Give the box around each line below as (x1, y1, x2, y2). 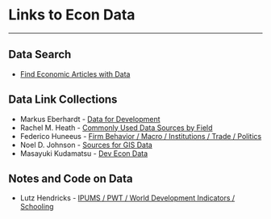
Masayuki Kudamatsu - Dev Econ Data (19, 148, 148, 158)
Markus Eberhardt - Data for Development (19, 114, 161, 124)
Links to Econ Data (8, 6, 135, 24)
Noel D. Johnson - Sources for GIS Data (19, 140, 153, 150)
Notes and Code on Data (8, 171, 133, 185)
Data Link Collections (8, 93, 118, 107)
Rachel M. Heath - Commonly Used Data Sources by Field (19, 123, 213, 133)
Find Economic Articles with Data (19, 69, 131, 78)
